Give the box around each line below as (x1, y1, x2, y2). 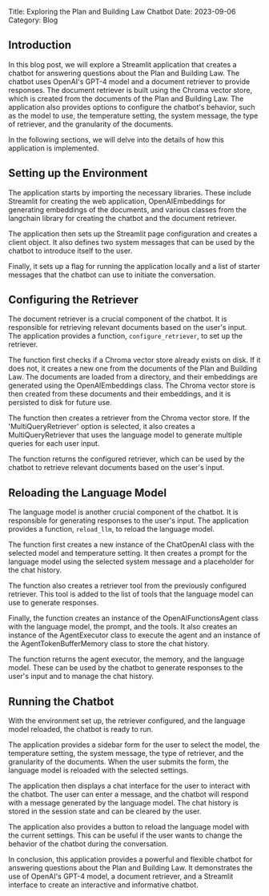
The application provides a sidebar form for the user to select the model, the (8, 740, 260, 749)
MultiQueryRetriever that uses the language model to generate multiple (8, 430, 243, 440)
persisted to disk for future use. (8, 398, 112, 408)
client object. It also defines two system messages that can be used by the (8, 237, 255, 247)
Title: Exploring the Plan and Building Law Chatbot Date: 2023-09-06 (8, 7, 236, 16)
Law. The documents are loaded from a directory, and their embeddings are (8, 372, 258, 382)
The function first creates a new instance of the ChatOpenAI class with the (8, 540, 255, 549)
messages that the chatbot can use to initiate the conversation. (8, 270, 216, 279)
